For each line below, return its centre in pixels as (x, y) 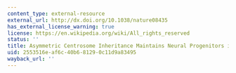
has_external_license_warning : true (61, 26)
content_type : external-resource (56, 14)
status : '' (23, 40)
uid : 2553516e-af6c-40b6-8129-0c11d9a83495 (72, 53)
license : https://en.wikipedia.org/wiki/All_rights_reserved (99, 33)
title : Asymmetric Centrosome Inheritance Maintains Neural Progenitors (116, 46)
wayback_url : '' (31, 59)
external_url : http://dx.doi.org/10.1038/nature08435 (88, 20)
